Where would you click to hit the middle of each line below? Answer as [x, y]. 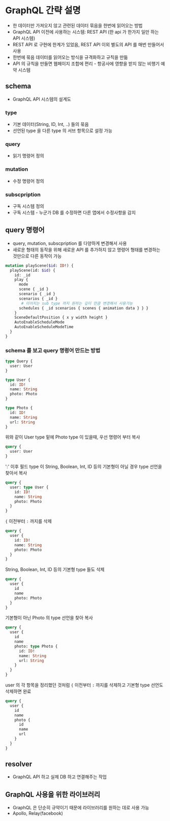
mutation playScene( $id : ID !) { [39, 265]
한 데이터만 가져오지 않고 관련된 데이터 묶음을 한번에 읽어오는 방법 [78, 25]
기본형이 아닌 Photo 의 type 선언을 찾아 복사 [49, 618]
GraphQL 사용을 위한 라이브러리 [53, 794]
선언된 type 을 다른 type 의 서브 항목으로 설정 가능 [62, 131]
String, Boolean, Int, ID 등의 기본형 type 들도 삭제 [55, 570]
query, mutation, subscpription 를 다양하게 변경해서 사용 [70, 243]
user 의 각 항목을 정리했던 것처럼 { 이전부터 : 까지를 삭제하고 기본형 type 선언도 [84, 685]
